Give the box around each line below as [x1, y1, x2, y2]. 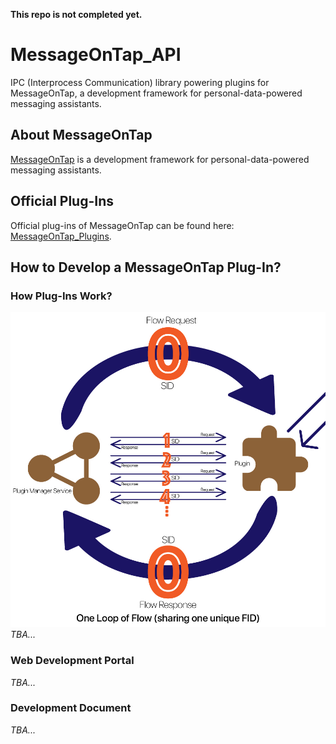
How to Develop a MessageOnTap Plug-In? [10, 259, 282, 276]
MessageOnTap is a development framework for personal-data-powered [10, 153, 310, 165]
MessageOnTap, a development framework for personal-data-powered [10, 87, 303, 99]
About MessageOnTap [10, 127, 153, 144]
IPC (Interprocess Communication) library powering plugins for [10, 76, 270, 88]
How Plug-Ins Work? [10, 289, 113, 303]
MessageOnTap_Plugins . [10, 230, 112, 242]
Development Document [10, 701, 132, 715]
